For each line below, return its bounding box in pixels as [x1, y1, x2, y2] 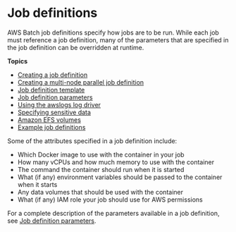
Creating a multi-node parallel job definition [17, 78, 144, 86]
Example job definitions [17, 123, 86, 131]
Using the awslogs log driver [17, 100, 101, 109]
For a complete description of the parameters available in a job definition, [7, 209, 220, 217]
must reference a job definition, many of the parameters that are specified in [7, 35, 229, 44]
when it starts [17, 180, 58, 188]
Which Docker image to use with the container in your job [17, 150, 185, 159]
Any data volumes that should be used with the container [17, 188, 183, 196]
